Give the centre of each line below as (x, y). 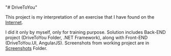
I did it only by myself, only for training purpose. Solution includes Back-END (86, 32)
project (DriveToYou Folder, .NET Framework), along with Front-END (77, 38)
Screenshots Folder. (26, 48)
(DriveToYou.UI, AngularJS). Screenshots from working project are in (77, 43)
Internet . (14, 22)
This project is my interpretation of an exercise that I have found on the (80, 17)
